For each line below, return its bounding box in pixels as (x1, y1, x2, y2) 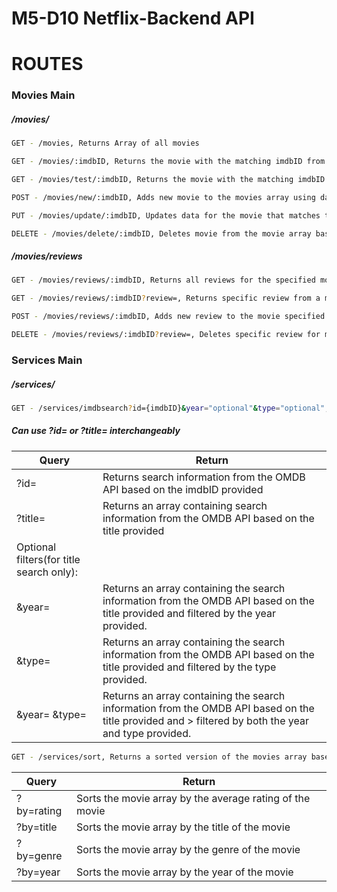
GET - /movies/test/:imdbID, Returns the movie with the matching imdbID (11, 175, 326, 185)
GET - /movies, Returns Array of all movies (11, 138, 200, 149)
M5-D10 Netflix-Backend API (11, 7, 255, 30)
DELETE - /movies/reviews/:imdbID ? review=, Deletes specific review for (11, 330, 321, 340)
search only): (16, 565, 79, 579)
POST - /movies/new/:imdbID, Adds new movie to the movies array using (11, 192, 316, 202)
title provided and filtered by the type (102, 660, 277, 674)
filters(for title (16, 552, 81, 566)
